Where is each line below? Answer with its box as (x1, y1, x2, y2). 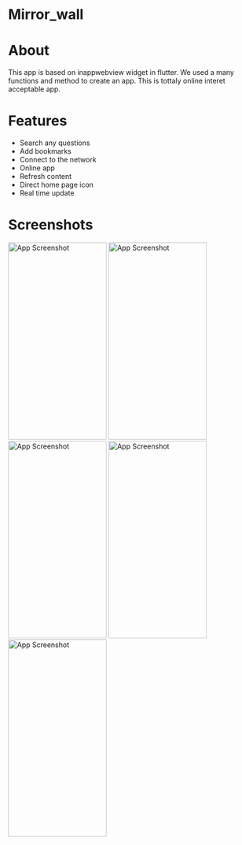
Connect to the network (19, 155, 97, 165)
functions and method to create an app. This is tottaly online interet (8, 76, 225, 86)
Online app (19, 163, 55, 173)
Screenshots (8, 216, 93, 234)
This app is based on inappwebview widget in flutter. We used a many (8, 68, 234, 77)
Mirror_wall (8, 6, 84, 24)
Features (8, 112, 68, 130)
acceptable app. (8, 84, 61, 94)
